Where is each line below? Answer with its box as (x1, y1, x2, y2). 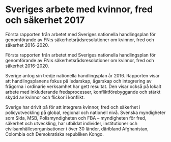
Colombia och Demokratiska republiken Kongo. (5, 131, 104, 137)
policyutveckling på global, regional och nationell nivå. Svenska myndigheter (5, 109, 166, 116)
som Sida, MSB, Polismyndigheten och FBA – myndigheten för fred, (5, 115, 147, 121)
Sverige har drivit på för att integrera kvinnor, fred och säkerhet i (5, 104, 141, 110)
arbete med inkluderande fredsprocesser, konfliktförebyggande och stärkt (5, 89, 161, 95)
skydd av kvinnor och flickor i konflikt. (5, 94, 85, 100)
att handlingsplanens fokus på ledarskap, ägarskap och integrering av (5, 78, 152, 84)
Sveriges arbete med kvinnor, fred (5, 4, 153, 15)
